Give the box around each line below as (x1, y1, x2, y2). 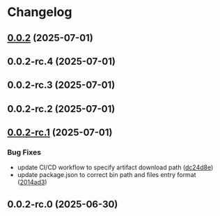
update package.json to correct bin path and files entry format (17, 171, 196, 179)
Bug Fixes (7, 148, 42, 157)
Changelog (7, 4, 72, 20)
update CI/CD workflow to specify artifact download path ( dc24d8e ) (17, 163, 214, 171)
